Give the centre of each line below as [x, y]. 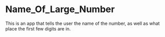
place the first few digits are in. [38, 28]
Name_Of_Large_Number [60, 9]
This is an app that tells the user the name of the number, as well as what [83, 23]
